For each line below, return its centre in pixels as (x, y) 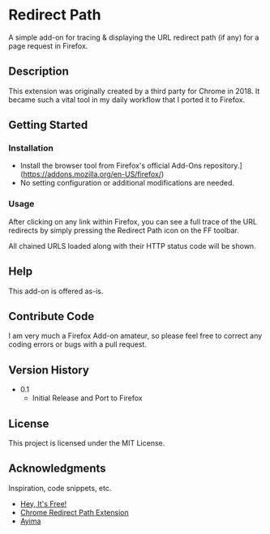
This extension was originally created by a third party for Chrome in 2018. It (134, 91)
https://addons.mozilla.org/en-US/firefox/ (92, 174)
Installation (31, 148)
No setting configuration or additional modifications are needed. (127, 183)
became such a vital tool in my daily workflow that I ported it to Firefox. (127, 100)
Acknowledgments (58, 469)
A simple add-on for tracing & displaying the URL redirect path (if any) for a (134, 37)
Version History (49, 370)
